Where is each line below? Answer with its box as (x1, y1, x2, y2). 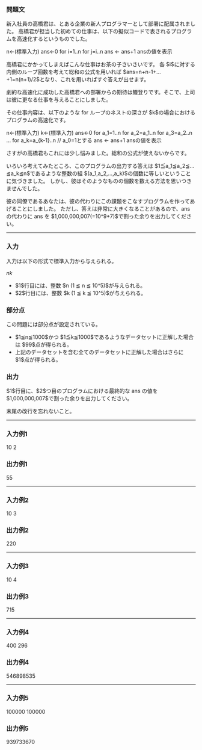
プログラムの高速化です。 (6, 116, 69, 124)
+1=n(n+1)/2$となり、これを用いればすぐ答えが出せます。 (6, 76, 150, 83)
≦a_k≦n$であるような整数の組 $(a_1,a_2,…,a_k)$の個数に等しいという (6, 170, 180, 177)
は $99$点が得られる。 (14, 341, 73, 348)
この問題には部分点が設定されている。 (6, 320, 101, 327)
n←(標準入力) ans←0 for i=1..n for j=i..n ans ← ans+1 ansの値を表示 (6, 48, 173, 55)
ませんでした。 (6, 185, 43, 192)
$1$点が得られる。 (14, 356, 61, 363)
